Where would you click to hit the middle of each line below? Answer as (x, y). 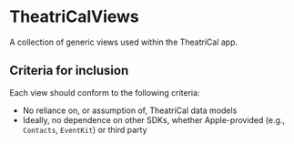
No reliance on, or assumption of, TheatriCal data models (130, 110)
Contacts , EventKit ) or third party (85, 129)
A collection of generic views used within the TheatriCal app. (124, 42)
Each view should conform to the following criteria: (105, 92)
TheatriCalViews (74, 17)
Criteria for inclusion (69, 71)
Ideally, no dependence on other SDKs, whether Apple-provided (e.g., (153, 119)
